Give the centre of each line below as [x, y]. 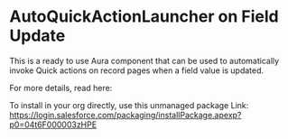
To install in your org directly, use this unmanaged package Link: [129, 105]
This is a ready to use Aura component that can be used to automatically [144, 60]
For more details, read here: [61, 88]
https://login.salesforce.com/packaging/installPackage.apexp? [125, 115]
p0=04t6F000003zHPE [53, 125]
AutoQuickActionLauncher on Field [144, 17]
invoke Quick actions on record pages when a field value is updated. [137, 70]
